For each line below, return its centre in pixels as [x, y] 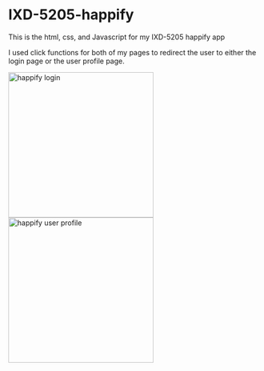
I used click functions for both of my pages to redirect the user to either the [132, 52]
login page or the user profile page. [67, 61]
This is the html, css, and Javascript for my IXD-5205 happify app [117, 37]
